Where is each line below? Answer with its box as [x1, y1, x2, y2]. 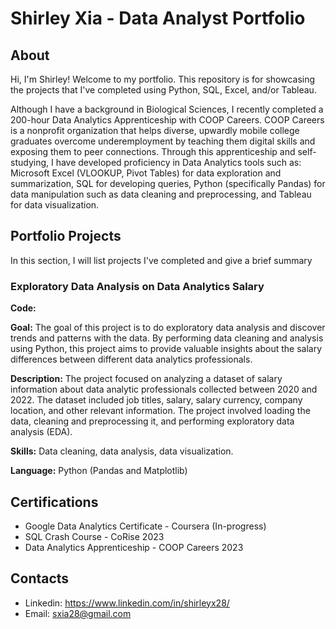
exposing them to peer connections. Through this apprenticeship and [10, 146, 296, 157]
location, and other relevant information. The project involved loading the [10, 405, 311, 417]
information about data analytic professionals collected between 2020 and [10, 383, 318, 396]
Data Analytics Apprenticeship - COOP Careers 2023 [24, 541, 244, 553]
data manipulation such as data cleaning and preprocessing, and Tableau [10, 188, 312, 200]
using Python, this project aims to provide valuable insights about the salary [10, 343, 323, 355]
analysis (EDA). [10, 426, 73, 438]
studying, [10, 157, 50, 168]
